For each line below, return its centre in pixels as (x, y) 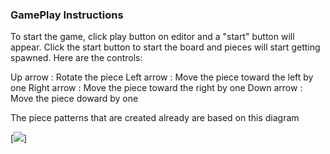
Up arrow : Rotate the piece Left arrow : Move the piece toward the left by (162, 77)
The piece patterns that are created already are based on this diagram (155, 118)
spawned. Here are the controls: (76, 58)
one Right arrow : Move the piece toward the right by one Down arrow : (156, 88)
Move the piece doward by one (74, 99)
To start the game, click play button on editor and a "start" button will (152, 37)
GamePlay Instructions (67, 15)
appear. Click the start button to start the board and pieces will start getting (165, 47)
